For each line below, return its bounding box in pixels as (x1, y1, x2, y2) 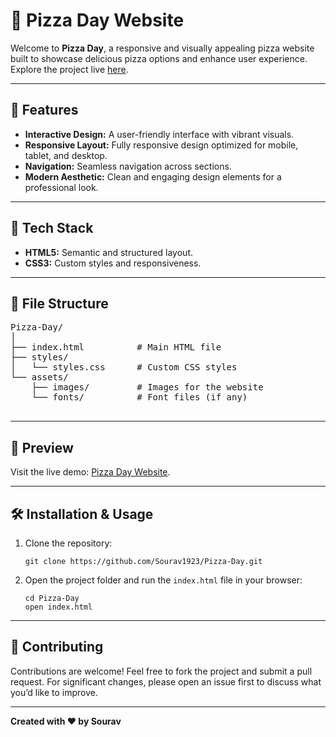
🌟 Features (10, 102, 79, 119)
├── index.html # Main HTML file (10, 342, 222, 353)
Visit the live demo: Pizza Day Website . (10, 466, 171, 478)
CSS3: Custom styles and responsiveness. (24, 257, 202, 269)
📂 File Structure (10, 295, 109, 312)
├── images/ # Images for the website (31, 382, 264, 393)
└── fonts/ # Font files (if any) (31, 392, 248, 403)
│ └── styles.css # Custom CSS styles (10, 362, 238, 373)
